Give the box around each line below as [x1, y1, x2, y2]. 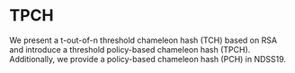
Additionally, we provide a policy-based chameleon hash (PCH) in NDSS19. [9, 53, 286, 64]
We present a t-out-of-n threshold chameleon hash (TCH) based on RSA [9, 35, 277, 45]
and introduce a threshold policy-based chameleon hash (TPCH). [9, 44, 251, 54]
